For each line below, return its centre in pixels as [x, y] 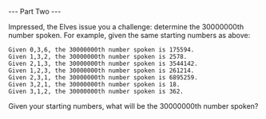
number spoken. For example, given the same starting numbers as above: [129, 35]
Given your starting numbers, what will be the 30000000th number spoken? [133, 106]
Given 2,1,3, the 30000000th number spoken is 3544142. [103, 63]
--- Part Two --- [35, 12]
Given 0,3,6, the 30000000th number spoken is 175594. [101, 50]
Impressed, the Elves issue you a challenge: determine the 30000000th [126, 27]
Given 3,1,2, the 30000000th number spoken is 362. [96, 91]
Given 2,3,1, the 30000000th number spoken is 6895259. [103, 78]
